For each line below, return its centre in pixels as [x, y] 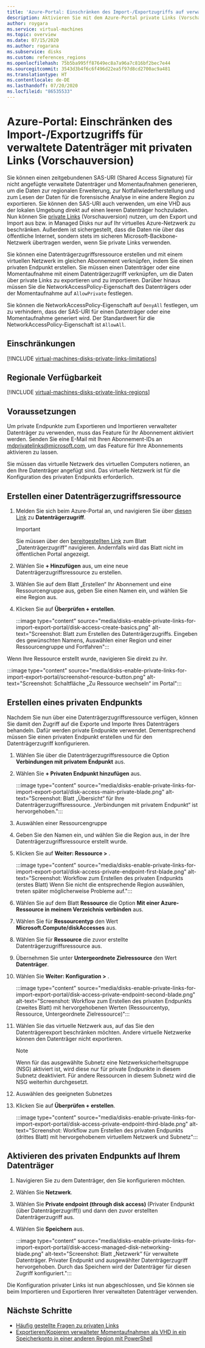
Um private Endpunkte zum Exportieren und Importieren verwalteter [92, 426]
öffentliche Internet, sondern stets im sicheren [65, 236]
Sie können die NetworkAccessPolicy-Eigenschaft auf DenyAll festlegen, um [102, 305]
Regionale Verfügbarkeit [54, 378]
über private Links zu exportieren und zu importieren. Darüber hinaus [94, 280]
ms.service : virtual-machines [45, 29]
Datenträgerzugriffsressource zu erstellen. [69, 572]
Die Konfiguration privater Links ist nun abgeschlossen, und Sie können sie [101, 1285]
